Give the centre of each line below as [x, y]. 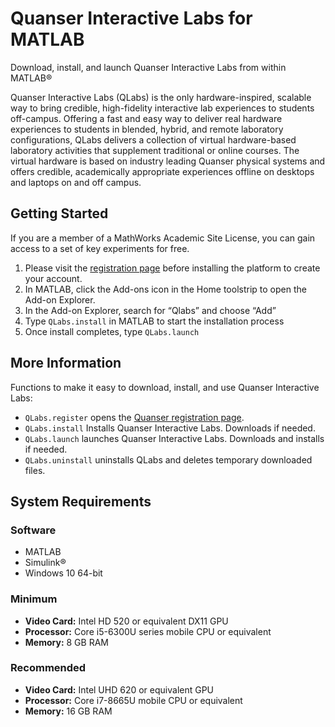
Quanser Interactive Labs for [131, 18]
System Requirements [81, 501]
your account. [53, 278]
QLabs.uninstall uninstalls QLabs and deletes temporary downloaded [168, 459]
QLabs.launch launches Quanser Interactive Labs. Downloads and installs [174, 438]
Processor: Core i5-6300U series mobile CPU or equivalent [148, 631]
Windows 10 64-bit [63, 573]
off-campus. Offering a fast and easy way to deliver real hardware [146, 118]
